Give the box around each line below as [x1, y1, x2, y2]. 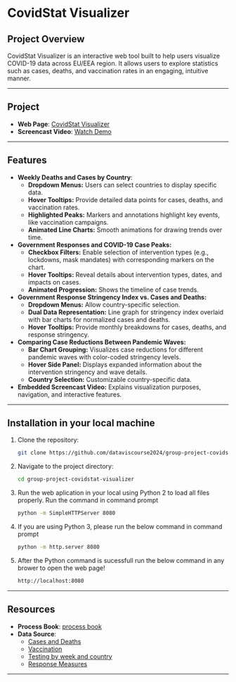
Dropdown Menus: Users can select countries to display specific [27, 180, 217, 189]
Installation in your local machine [7, 417, 156, 429]
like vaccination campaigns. [27, 218, 109, 226]
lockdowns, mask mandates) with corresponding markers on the [27, 255, 215, 263]
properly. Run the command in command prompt [17, 496, 159, 504]
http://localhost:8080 [17, 577, 84, 584]
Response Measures [27, 659, 88, 668]
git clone [17, 449, 47, 457]
